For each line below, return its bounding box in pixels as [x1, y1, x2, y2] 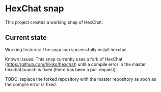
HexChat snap [5, 3, 64, 14]
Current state [5, 33, 47, 42]
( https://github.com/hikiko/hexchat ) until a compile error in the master [5, 61, 146, 67]
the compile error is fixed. [5, 81, 57, 87]
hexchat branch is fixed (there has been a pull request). [5, 66, 117, 72]
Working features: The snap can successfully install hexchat [5, 46, 127, 52]
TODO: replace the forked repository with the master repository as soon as [5, 76, 156, 82]
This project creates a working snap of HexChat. [5, 19, 103, 25]
